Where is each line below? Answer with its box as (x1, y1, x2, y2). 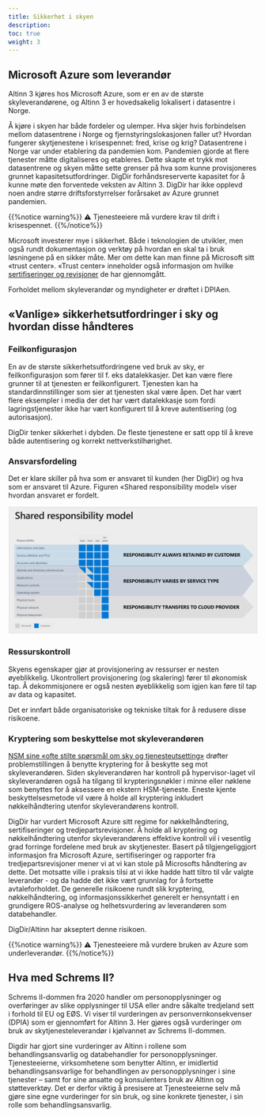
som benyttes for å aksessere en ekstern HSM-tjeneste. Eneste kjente (8, 785, 237, 794)
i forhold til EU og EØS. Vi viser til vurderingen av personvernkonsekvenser (8, 1009, 252, 1018)
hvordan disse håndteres (8, 320, 134, 334)
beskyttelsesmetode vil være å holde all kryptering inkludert (8, 793, 204, 803)
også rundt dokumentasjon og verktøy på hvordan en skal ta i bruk (8, 244, 225, 254)
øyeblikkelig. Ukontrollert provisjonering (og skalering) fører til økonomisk (8, 672, 248, 682)
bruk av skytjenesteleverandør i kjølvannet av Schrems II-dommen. (8, 1025, 227, 1036)
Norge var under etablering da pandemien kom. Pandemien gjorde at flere (8, 146, 249, 156)
